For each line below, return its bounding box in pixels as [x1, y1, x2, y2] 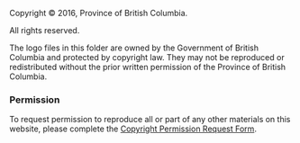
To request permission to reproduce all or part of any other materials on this [9, 114, 291, 125]
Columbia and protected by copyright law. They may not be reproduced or [9, 52, 286, 62]
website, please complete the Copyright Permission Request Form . [9, 123, 257, 134]
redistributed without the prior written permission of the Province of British [9, 62, 286, 72]
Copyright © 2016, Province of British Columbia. [9, 8, 188, 18]
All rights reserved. [9, 25, 80, 35]
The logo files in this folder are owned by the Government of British [9, 42, 259, 53]
